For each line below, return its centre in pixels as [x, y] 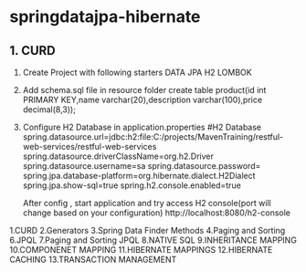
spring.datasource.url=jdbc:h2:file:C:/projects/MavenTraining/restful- [153, 137]
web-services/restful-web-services [90, 146]
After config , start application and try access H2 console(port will [147, 203]
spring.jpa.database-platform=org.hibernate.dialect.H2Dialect [139, 176]
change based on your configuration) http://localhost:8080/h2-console [156, 213]
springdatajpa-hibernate [105, 17]
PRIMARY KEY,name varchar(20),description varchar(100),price [142, 99]
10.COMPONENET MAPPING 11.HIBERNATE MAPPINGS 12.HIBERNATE [141, 250]
